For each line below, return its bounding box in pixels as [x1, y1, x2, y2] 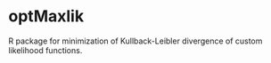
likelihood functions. [8, 44, 83, 55]
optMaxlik [8, 6, 85, 27]
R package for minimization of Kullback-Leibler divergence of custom [8, 35, 263, 46]
